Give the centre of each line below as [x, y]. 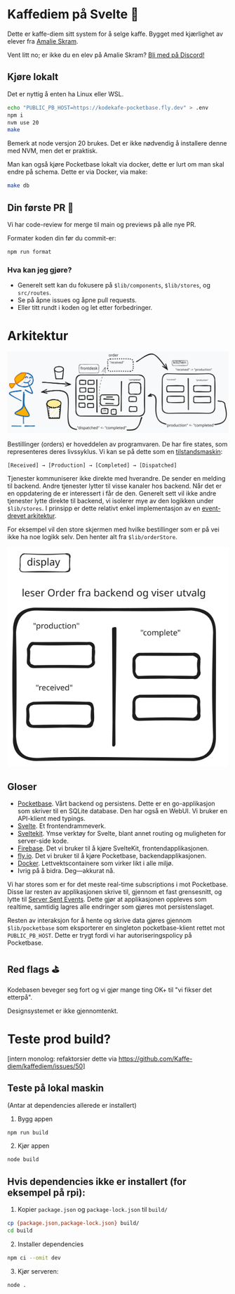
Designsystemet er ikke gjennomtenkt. [63, 1011]
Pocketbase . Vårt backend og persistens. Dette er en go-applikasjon [116, 803]
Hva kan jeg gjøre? [40, 270]
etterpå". [20, 997]
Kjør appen [33, 1146]
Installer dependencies [51, 1244]
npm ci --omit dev [34, 1257]
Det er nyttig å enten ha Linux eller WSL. [66, 93]
